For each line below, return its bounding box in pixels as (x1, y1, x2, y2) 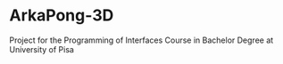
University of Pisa (9, 44, 74, 54)
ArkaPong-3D (9, 5, 114, 26)
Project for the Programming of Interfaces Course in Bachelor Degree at (9, 35, 274, 45)
